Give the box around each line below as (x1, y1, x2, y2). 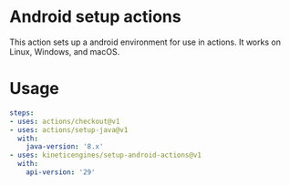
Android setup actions (9, 6, 181, 27)
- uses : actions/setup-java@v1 (9, 125, 129, 134)
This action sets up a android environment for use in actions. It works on (9, 36, 281, 47)
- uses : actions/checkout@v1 (9, 117, 120, 126)
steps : (9, 108, 35, 118)
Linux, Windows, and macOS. (9, 46, 120, 57)
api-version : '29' (26, 168, 96, 177)
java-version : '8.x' (26, 142, 104, 151)
